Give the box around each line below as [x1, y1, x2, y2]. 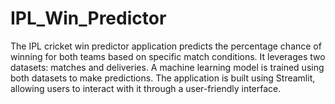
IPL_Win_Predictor [10, 7, 167, 30]
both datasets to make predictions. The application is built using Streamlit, [10, 72, 316, 84]
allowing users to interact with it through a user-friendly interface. [10, 82, 282, 94]
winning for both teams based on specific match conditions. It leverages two [10, 50, 326, 62]
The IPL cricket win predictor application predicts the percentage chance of [10, 40, 322, 52]
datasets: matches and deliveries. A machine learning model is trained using [10, 61, 325, 73]
